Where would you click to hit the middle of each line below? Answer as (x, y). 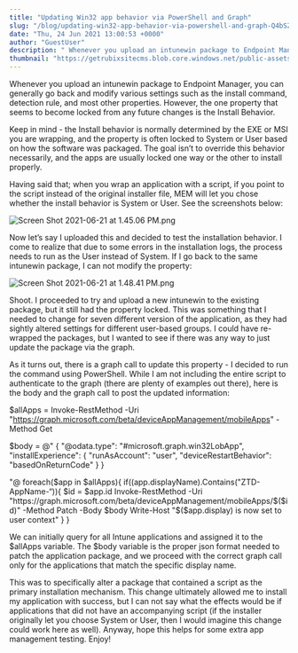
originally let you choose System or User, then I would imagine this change (145, 620)
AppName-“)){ (35, 492)
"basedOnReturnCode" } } (57, 465)
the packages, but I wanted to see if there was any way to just (157, 338)
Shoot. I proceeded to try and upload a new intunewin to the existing (134, 300)
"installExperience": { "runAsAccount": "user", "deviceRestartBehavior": (141, 455)
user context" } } (39, 519)
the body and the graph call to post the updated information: (120, 393)
